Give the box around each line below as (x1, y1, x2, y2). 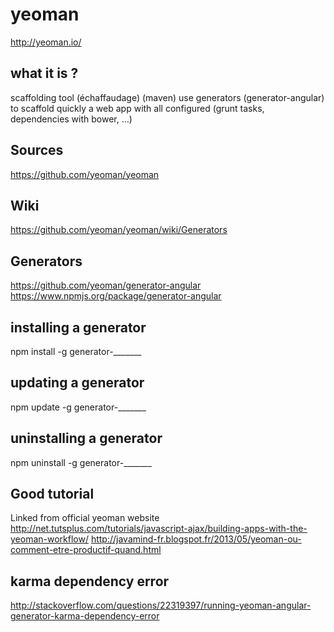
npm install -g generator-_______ (10, 346, 142, 357)
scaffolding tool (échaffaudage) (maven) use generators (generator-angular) (10, 91, 325, 103)
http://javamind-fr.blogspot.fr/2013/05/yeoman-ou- (90, 533, 302, 545)
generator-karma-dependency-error (10, 610, 160, 622)
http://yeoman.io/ (10, 36, 82, 48)
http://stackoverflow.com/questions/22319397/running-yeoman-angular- (10, 599, 312, 612)
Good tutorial (10, 486, 95, 503)
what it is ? (10, 65, 79, 82)
